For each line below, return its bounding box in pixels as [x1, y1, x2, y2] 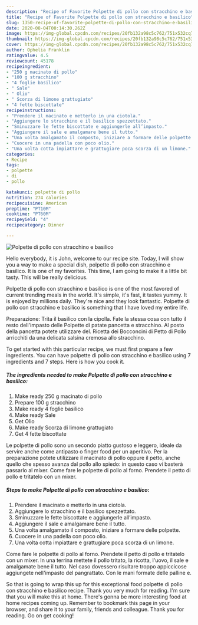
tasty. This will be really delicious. [6, 274, 88, 281]
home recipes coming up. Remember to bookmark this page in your [6, 599, 170, 606]
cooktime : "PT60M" [6, 211, 51, 217]
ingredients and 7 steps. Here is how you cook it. [6, 358, 125, 365]
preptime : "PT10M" [6, 206, 51, 212]
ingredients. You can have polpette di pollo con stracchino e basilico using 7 [6, 351, 192, 358]
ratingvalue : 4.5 [6, 52, 49, 58]
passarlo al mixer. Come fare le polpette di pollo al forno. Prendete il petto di [6, 466, 191, 473]
